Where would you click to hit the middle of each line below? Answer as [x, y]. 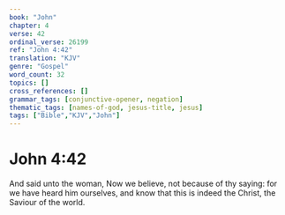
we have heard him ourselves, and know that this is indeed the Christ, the [142, 193]
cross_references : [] [49, 91]
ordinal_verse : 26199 [49, 42]
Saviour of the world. [47, 203]
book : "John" [33, 17]
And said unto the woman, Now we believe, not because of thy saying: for [143, 184]
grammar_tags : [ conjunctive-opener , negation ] [96, 99]
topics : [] [29, 83]
